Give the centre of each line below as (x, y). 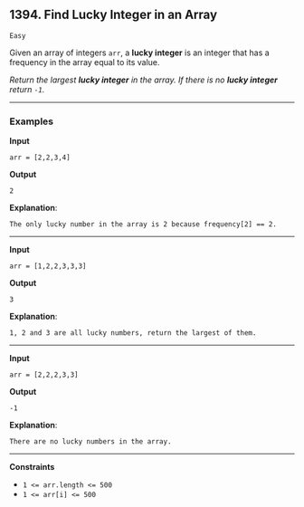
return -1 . (27, 89)
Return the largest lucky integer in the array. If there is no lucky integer (143, 80)
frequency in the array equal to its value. (85, 62)
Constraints (32, 467)
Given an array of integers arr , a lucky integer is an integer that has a (139, 53)
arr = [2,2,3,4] (40, 158)
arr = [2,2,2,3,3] (44, 375)
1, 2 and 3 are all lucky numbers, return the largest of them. (133, 333)
